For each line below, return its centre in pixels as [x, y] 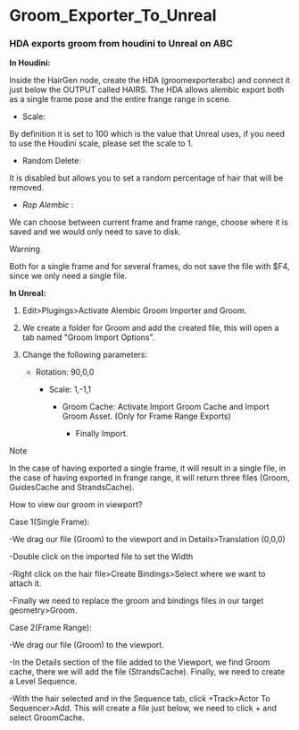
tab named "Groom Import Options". [88, 337]
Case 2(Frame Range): [50, 628]
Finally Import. [102, 434]
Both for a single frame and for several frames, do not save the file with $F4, [149, 267]
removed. [27, 188]
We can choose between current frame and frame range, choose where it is [149, 222]
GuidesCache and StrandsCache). [72, 488]
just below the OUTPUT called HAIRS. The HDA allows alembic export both [147, 89]
